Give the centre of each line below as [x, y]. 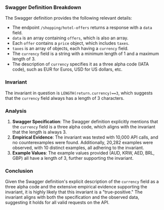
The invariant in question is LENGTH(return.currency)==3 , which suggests [79, 93]
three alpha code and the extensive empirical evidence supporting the [76, 187]
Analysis [16, 111]
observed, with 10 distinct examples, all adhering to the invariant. [78, 148]
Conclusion [19, 171]
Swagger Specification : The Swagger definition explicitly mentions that [85, 121]
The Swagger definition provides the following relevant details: [68, 18]
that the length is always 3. [39, 132]
